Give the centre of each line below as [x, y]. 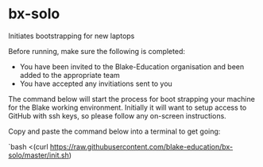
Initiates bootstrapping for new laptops [72, 36]
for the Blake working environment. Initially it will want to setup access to [128, 107]
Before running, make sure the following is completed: [97, 51]
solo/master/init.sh [39, 155]
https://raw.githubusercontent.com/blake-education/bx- [142, 146]
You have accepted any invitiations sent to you [96, 83]
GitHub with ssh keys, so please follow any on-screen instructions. [117, 115]
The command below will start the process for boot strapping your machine [132, 99]
